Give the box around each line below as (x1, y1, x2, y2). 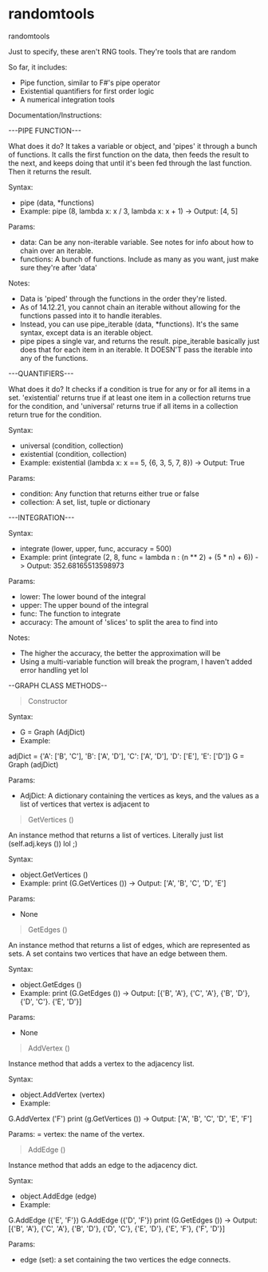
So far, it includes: (8, 62, 68, 72)
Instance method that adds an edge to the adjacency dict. (8, 1160, 198, 1170)
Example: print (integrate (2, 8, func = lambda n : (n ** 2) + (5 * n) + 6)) (19, 552, 254, 562)
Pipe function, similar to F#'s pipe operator (19, 78, 161, 87)
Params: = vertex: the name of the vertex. (8, 1129, 145, 1138)
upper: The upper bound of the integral (19, 600, 149, 610)
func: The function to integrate (19, 609, 121, 618)
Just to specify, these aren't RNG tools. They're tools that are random (8, 46, 237, 56)
